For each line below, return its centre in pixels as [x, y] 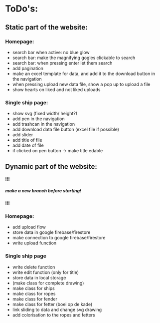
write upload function [34, 243]
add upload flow [29, 227]
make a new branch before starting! [43, 190]
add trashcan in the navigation [44, 124]
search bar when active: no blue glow [51, 52]
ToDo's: [22, 9]
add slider [23, 135]
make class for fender [35, 299]
